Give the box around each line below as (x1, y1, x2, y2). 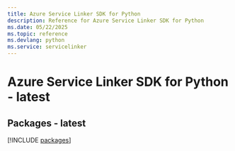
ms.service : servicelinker (7, 43, 87, 50)
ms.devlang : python (7, 37, 65, 44)
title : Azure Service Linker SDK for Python (7, 10, 141, 18)
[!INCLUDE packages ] (7, 136, 71, 144)
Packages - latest (7, 117, 86, 129)
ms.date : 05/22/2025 (7, 23, 69, 30)
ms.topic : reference (7, 30, 69, 38)
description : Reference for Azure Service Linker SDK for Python (7, 17, 204, 24)
